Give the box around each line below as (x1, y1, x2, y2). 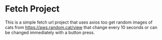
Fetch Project (5, 3, 59, 14)
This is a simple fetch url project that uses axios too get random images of (5, 19, 153, 25)
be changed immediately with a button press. (5, 29, 95, 35)
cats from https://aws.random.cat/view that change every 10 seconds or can (5, 24, 158, 30)
